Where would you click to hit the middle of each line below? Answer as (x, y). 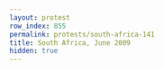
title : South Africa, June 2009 (70, 43)
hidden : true (34, 51)
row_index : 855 (38, 26)
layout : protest (40, 17)
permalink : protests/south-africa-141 (82, 34)
